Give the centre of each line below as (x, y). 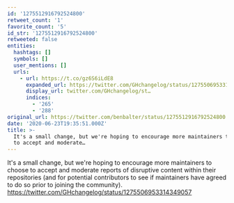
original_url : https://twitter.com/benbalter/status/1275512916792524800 (117, 117)
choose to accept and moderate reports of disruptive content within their (112, 170)
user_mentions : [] (40, 65)
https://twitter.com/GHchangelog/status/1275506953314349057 (100, 193)
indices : (38, 98)
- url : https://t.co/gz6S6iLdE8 (67, 78)
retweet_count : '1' (36, 20)
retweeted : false (32, 40)
